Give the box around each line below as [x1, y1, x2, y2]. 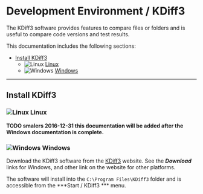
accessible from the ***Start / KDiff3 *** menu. [6, 181, 126, 189]
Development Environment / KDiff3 [6, 4, 185, 18]
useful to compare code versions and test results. [6, 30, 130, 37]
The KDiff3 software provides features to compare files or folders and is [6, 24, 185, 31]
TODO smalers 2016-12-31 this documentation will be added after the [6, 122, 184, 129]
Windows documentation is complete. [6, 128, 104, 135]
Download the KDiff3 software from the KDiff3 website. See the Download [6, 157, 192, 164]
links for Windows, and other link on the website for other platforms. [6, 163, 176, 170]
